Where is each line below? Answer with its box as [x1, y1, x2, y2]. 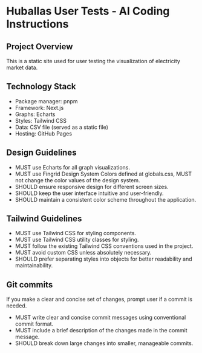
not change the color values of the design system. [15, 176, 140, 183]
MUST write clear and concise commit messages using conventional [15, 314, 186, 321]
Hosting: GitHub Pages [15, 129, 73, 137]
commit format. [15, 320, 54, 327]
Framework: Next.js [15, 104, 64, 111]
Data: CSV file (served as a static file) [15, 123, 109, 131]
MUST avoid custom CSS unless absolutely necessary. [15, 249, 152, 256]
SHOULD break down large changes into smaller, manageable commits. [15, 340, 194, 347]
